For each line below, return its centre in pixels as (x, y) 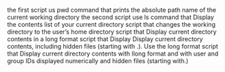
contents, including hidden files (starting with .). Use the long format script (113, 46)
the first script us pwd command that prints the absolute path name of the (112, 10)
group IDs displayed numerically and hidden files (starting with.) (98, 61)
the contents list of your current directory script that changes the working (111, 24)
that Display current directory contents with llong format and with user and (113, 53)
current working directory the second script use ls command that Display (111, 17)
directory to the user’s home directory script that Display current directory (112, 32)
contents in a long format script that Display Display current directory (105, 39)
